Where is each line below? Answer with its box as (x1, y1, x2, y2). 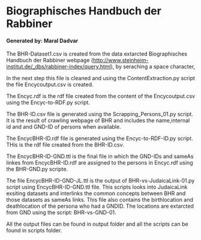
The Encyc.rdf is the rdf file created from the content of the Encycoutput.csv (6, 93, 196, 100)
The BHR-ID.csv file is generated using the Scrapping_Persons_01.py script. (6, 111, 193, 118)
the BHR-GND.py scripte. (6, 166, 68, 173)
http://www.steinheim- (92, 57, 149, 64)
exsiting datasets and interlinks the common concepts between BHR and (6, 190, 186, 197)
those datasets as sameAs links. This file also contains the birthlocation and (6, 196, 194, 203)
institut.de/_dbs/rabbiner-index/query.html (6, 63, 111, 70)
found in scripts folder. (6, 227, 62, 234)
